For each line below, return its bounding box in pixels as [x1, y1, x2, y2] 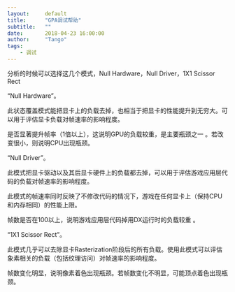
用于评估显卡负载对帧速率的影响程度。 [13, 115, 124, 123]
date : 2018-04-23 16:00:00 [7, 29, 105, 37]
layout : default [7, 10, 68, 17]
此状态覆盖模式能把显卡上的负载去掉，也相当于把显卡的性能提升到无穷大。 [7, 106, 222, 115]
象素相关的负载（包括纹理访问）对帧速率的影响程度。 [7, 254, 161, 262]
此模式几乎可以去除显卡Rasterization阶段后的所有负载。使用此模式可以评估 [7, 245, 222, 254]
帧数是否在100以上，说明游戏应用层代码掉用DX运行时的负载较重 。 [7, 215, 199, 224]
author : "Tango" [7, 36, 68, 43]
